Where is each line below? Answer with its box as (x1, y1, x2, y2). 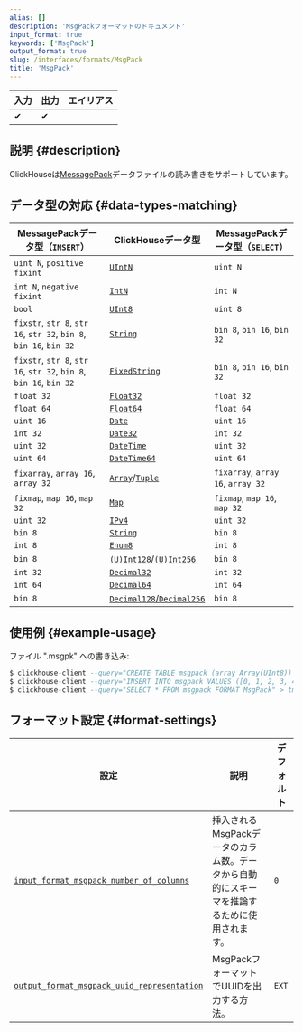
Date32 (109, 428, 138, 439)
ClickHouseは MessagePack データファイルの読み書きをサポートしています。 (9, 168, 293, 179)
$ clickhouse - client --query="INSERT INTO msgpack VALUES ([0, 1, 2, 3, (9, 677, 289, 686)
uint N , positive (14, 256, 84, 269)
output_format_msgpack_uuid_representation (14, 980, 204, 990)
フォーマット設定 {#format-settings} (9, 713, 217, 728)
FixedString (109, 365, 161, 376)
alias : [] (9, 13, 47, 23)
